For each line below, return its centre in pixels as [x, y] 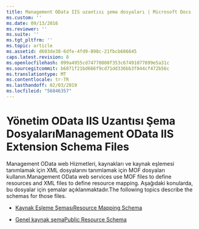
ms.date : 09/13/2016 [32, 23]
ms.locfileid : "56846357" [39, 91]
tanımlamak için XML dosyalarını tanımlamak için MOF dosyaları [86, 170]
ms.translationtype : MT [36, 74]
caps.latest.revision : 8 [38, 57]
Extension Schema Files [68, 147]
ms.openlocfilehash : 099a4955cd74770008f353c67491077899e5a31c [88, 63]
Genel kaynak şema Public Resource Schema [71, 219]
